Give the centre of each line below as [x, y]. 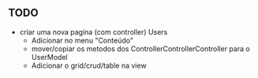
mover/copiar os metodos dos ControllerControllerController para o [140, 48]
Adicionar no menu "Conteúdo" [82, 40]
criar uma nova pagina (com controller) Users [93, 32]
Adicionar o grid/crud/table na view [89, 65]
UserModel [50, 57]
